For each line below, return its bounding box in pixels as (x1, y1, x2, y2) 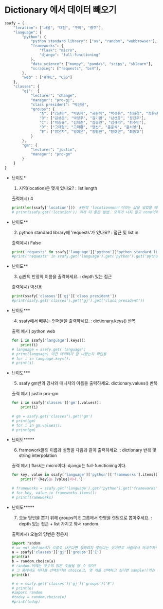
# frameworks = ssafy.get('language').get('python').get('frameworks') (11, 486, 160, 491)
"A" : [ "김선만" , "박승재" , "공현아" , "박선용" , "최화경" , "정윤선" (39, 111, 161, 116)
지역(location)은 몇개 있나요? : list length (18, 185, 98, 191)
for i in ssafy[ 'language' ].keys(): (11, 338, 86, 343)
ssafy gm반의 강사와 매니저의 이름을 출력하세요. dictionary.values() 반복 (18, 380, 158, 386)
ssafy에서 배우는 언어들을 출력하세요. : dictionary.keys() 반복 (18, 318, 136, 324)
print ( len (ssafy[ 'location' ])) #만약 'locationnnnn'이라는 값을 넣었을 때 (11, 205, 158, 210)
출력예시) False (11, 240, 41, 245)
